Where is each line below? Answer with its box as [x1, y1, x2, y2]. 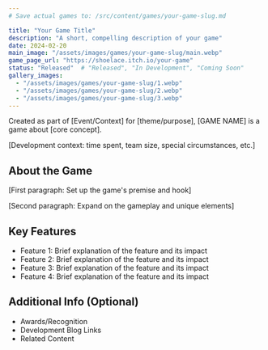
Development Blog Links [19, 325, 102, 335]
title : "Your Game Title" [8, 26, 96, 35]
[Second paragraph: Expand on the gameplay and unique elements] [8, 201, 235, 211]
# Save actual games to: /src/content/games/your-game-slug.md [8, 11, 227, 20]
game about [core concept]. [8, 124, 103, 134]
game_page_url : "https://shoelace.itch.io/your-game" [8, 57, 194, 65]
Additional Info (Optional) [8, 295, 139, 309]
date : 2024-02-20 [8, 41, 67, 49]
